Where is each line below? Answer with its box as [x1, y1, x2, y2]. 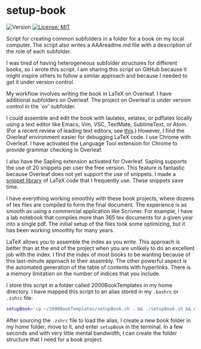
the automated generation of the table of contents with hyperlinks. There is [6, 263, 191, 271]
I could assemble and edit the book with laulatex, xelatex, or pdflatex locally [6, 114, 193, 122]
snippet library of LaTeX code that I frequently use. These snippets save [6, 177, 184, 184]
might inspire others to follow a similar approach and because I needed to [6, 72, 188, 79]
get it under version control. [6, 78, 75, 86]
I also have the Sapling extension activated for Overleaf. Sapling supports [6, 157, 187, 165]
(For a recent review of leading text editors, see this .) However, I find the [6, 127, 185, 134]
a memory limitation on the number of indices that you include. [6, 270, 161, 277]
